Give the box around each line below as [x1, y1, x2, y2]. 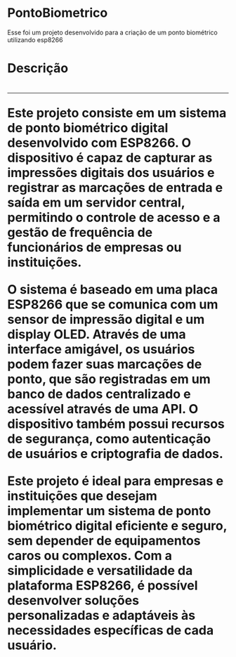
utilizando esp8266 [7, 35, 63, 44]
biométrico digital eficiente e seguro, [7, 518, 227, 534]
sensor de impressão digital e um [7, 311, 205, 327]
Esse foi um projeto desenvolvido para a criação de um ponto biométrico [7, 28, 218, 37]
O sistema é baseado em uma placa [7, 282, 218, 298]
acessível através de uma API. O [7, 401, 199, 417]
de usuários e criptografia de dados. [7, 446, 223, 462]
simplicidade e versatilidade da [7, 563, 193, 579]
